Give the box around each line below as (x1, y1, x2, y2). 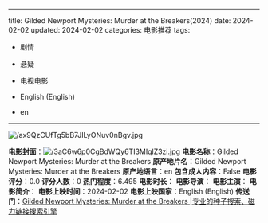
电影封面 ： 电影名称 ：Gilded (8, 147, 239, 156)
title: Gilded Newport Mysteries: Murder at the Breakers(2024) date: (8, 16, 231, 25)
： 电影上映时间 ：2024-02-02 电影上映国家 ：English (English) (29, 186, 234, 196)
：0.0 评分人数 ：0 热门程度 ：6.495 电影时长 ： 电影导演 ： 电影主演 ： (22, 177, 248, 186)
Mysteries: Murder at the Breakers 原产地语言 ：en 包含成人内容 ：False (8, 166, 241, 176)
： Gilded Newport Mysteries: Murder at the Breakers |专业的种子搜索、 (15, 197, 249, 205)
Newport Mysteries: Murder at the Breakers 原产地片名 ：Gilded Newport (8, 157, 246, 166)
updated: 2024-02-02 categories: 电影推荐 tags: (30, 25, 191, 34)
